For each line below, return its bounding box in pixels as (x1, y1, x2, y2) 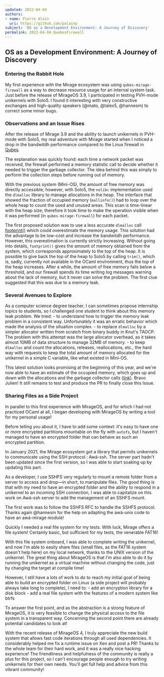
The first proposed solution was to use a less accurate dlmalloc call (5, 222, 142, 228)
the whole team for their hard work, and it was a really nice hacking (5, 646, 141, 651)
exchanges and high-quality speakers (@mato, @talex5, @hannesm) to (5, 103, 148, 108)
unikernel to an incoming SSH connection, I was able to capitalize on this (5, 489, 152, 495)
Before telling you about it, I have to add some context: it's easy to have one (5, 423, 158, 429)
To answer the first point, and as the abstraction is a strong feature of (5, 604, 145, 611)
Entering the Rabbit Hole (5, 71, 65, 78)
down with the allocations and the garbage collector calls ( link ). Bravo (5, 375, 146, 381)
